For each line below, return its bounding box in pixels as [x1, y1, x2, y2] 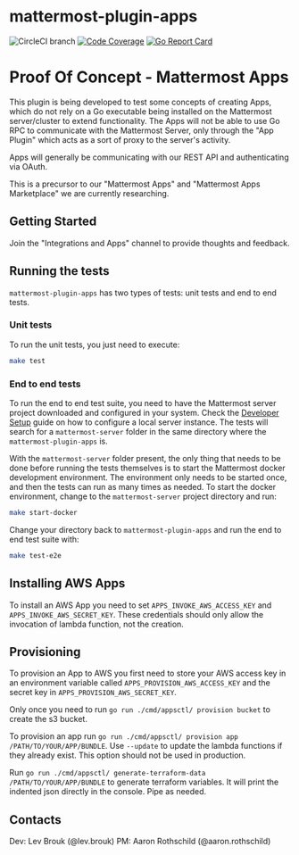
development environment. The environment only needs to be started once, [9, 471, 287, 483]
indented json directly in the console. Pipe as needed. [9, 786, 207, 797]
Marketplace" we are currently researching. [9, 187, 170, 198]
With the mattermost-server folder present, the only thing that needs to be [9, 452, 281, 463]
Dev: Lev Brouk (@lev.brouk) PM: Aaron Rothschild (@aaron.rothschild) [9, 836, 271, 847]
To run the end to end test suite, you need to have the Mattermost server [9, 397, 277, 408]
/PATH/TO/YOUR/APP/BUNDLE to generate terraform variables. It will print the [9, 776, 279, 787]
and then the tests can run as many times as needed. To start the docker [9, 481, 277, 492]
